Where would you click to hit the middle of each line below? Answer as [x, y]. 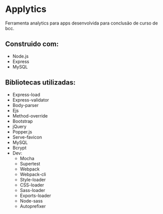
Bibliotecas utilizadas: [40, 83]
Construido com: [32, 44]
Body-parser [25, 105]
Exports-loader [35, 195]
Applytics [26, 9]
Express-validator [30, 100]
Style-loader [33, 179]
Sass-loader [32, 190]
